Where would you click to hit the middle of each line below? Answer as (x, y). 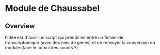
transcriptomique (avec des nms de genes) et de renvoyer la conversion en (80, 43)
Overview (20, 26)
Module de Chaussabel (52, 8)
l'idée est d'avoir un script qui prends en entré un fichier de (64, 37)
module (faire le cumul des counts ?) (42, 48)
